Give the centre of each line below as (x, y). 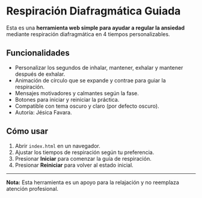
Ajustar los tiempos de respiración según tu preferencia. (84, 152)
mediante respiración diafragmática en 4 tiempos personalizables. (88, 34)
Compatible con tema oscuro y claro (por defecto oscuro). (87, 106)
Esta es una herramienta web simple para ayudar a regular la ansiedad (96, 28)
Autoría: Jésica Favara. (43, 112)
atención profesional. (32, 188)
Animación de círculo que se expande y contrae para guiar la (90, 80)
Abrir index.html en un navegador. (57, 146)
